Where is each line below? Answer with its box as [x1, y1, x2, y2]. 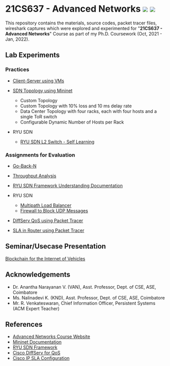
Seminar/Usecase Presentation [5, 242, 106, 251]
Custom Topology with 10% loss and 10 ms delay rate [20, 103, 132, 109]
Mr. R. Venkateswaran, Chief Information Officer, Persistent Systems [12, 300, 156, 306]
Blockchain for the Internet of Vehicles [5, 255, 85, 262]
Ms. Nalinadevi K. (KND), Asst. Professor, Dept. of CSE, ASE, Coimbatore [12, 294, 165, 300]
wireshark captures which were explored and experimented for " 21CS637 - [5, 25, 162, 31]
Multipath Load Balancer [20, 202, 72, 208]
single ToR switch [20, 113, 57, 119]
